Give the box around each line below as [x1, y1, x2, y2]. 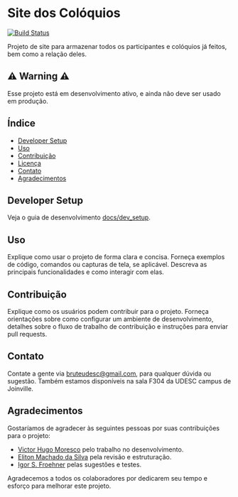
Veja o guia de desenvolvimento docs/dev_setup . [7, 213, 151, 222]
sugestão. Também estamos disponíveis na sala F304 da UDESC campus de [7, 376, 232, 385]
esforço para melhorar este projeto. [7, 481, 112, 490]
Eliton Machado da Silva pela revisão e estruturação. [17, 452, 172, 461]
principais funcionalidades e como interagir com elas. [7, 268, 165, 276]
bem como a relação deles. [7, 50, 87, 58]
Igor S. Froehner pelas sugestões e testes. [17, 460, 142, 469]
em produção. [7, 97, 48, 105]
